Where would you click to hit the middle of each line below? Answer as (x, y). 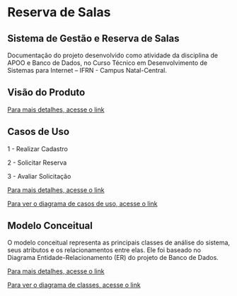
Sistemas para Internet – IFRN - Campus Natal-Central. (87, 70)
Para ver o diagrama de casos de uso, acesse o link (82, 203)
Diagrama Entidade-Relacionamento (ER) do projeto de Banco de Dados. (113, 258)
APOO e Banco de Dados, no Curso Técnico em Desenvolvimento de (107, 63)
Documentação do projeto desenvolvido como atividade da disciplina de (112, 55)
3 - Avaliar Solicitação (39, 176)
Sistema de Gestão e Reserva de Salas (93, 39)
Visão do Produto (46, 93)
